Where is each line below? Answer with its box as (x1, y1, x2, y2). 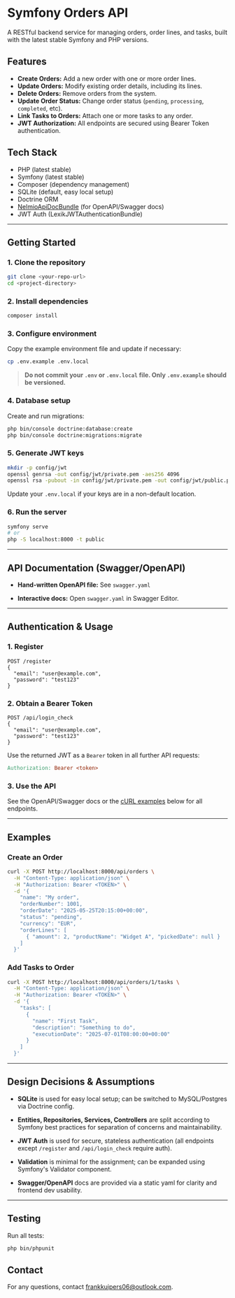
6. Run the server (7, 507, 67, 517)
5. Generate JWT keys (7, 448, 84, 458)
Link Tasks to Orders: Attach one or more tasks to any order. (17, 111, 194, 120)
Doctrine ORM (17, 194, 59, 204)
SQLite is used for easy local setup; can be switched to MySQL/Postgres (17, 1094, 227, 1103)
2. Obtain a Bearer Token (7, 698, 93, 708)
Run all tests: (7, 1231, 44, 1239)
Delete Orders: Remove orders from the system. (17, 89, 157, 97)
